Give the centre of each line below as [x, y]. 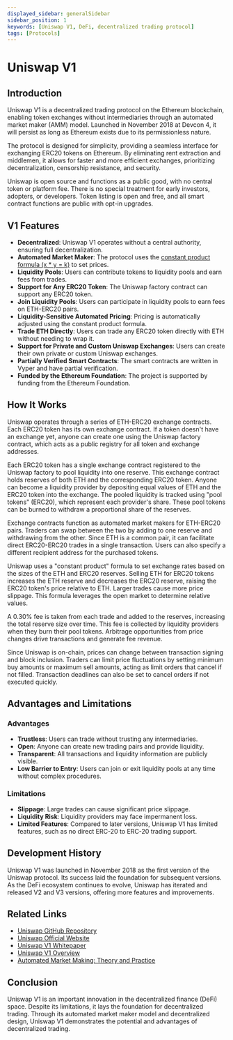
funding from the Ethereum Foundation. [74, 383]
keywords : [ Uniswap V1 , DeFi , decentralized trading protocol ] [101, 26]
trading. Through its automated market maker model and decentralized [109, 1014]
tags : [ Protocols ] [34, 33]
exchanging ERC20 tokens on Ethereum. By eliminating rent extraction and [114, 153]
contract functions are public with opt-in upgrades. [80, 204]
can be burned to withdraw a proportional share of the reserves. [99, 509]
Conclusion [33, 982]
